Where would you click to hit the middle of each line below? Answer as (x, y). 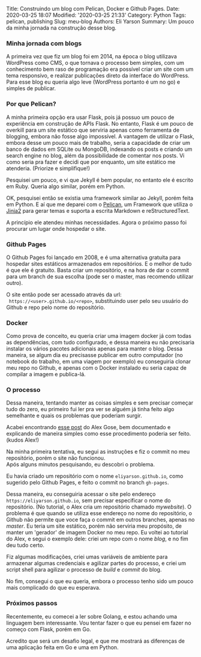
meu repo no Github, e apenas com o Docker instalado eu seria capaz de (97, 368)
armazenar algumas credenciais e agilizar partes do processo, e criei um (96, 563)
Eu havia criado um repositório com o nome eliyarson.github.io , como (95, 476)
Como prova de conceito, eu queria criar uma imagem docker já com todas (99, 336)
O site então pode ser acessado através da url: (64, 295)
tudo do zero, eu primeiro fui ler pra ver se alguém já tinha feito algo (90, 409)
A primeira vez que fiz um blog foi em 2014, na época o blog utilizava (91, 57)
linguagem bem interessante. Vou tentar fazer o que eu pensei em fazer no (99, 623)
